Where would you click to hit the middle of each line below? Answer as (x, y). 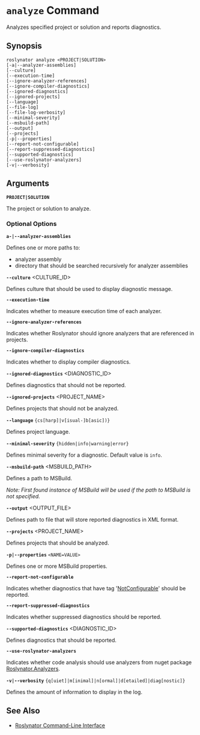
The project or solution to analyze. (49, 209)
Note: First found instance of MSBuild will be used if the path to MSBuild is (98, 490)
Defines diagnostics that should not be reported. (66, 385)
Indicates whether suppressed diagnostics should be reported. (84, 617)
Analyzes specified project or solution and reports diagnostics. (84, 27)
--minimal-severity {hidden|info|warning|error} (68, 444)
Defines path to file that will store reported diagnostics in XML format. (92, 519)
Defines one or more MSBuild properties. (57, 566)
